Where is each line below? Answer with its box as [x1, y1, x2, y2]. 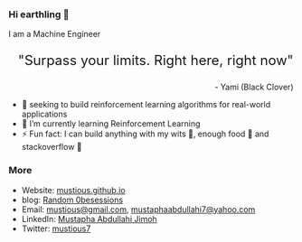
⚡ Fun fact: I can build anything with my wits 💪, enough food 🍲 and [21, 128, 269, 139]
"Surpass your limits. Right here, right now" [17, 51, 294, 70]
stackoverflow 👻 [21, 142, 82, 153]
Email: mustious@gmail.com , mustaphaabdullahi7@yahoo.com [21, 203, 256, 215]
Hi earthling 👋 [8, 8, 70, 21]
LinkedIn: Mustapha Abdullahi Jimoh [21, 213, 157, 224]
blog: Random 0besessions [21, 194, 124, 205]
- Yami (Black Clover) [214, 81, 294, 93]
